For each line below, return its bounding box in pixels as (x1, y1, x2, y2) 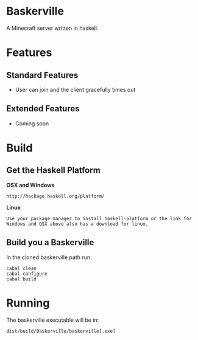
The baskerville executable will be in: (6, 316, 99, 324)
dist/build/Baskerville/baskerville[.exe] (6, 328, 116, 334)
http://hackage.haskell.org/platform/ (6, 193, 105, 199)
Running (6, 296, 50, 310)
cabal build (6, 276, 37, 282)
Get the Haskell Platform (6, 165, 101, 176)
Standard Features (6, 70, 79, 80)
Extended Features (6, 103, 80, 114)
